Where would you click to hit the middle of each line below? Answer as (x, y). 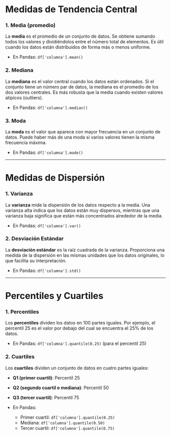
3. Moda (16, 121)
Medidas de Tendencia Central (71, 9)
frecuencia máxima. (26, 143)
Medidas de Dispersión (55, 178)
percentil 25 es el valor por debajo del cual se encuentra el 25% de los (79, 328)
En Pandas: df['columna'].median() (50, 107)
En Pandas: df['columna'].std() (47, 270)
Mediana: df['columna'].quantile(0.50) (63, 423)
